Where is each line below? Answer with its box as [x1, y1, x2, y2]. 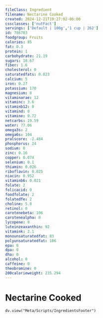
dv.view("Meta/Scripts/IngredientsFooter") [5, 309, 97, 314]
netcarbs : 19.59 [5, 118, 39, 123]
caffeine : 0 [5, 261, 30, 266]
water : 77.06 [5, 123, 32, 128]
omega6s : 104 [5, 132, 32, 137]
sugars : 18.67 [5, 58, 35, 63]
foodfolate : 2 [5, 192, 35, 197]
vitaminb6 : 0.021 [5, 178, 41, 183]
